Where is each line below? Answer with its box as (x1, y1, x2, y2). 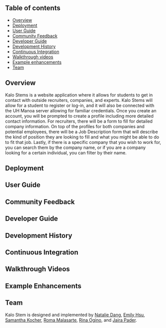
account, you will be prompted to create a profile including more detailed (5, 113, 154, 119)
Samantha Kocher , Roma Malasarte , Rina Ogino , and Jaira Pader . (5, 317, 137, 323)
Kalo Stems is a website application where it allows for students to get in (5, 92, 153, 98)
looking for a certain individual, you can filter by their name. (5, 149, 127, 155)
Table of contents (5, 4, 60, 12)
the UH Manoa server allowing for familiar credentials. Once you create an (5, 107, 157, 113)
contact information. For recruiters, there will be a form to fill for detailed (5, 118, 153, 124)
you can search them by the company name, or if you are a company (5, 144, 146, 150)
